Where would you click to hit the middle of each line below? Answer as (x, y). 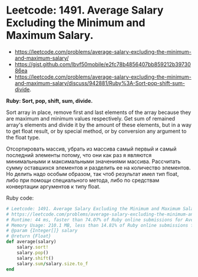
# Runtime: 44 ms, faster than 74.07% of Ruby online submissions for (95, 220)
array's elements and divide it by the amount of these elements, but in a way (99, 125)
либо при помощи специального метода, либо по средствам (83, 180)
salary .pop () (33, 252)
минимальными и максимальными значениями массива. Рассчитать (93, 161)
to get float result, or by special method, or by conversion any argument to (96, 131)
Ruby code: (20, 198)
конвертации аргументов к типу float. (54, 186)
